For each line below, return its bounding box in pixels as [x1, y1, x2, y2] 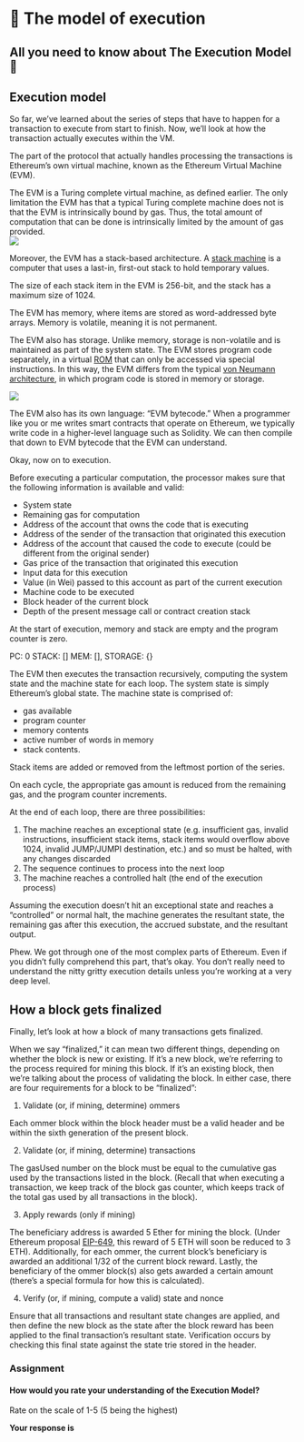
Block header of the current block [22, 596, 150, 608]
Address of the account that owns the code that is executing [22, 519, 250, 530]
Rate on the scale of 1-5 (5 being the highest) [9, 1405, 179, 1416]
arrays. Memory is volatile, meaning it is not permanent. [9, 318, 218, 328]
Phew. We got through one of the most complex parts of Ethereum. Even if [9, 946, 288, 958]
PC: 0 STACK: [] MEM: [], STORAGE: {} [9, 650, 153, 662]
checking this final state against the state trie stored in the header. [9, 1339, 257, 1350]
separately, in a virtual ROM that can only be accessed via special [9, 354, 256, 365]
